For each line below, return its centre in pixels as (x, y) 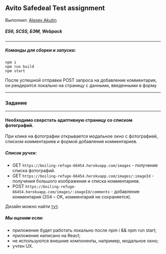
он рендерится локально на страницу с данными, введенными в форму (81, 85)
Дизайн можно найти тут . (32, 206)
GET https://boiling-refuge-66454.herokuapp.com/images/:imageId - (83, 176)
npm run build (20, 66)
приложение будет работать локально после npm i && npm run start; (84, 230)
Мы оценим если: (24, 218)
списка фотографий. (34, 171)
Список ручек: (21, 152)
